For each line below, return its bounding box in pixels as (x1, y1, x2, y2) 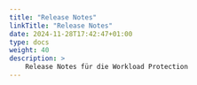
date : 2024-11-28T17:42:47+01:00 (9, 29, 133, 38)
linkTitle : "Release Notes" (9, 21, 114, 30)
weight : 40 (9, 46, 50, 55)
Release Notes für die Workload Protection (25, 63, 189, 72)
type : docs (9, 37, 50, 47)
